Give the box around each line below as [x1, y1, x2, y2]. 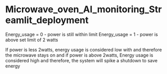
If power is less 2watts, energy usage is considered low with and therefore [5, 46, 162, 53]
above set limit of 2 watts [5, 37, 58, 43]
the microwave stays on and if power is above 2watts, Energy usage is [5, 52, 154, 58]
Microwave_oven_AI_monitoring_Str [5, 4, 162, 15]
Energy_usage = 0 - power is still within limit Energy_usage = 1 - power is [5, 31, 158, 37]
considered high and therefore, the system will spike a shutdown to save [5, 57, 158, 63]
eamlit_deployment [5, 14, 89, 26]
